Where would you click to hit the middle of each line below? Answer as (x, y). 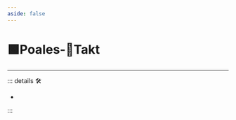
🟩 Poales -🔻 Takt (54, 49)
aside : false (26, 14)
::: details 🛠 (25, 80)
